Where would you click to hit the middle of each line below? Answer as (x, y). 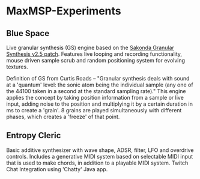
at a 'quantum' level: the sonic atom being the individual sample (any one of (100, 85)
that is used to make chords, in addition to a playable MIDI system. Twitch (97, 163)
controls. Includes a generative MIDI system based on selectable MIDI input (100, 156)
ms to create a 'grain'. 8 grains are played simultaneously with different (94, 110)
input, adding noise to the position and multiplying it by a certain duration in (100, 104)
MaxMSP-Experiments (64, 11)
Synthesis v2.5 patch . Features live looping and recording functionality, (94, 54)
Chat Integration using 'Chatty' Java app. (57, 169)
